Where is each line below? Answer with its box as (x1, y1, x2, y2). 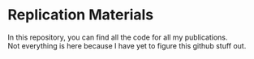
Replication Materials (7, 6, 154, 24)
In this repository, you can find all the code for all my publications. (7, 32, 228, 42)
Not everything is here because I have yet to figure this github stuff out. (7, 40, 247, 50)
